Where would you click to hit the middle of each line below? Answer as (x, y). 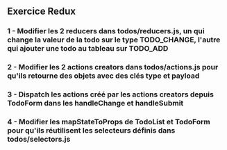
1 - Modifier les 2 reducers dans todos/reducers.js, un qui (106, 31)
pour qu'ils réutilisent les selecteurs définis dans (91, 131)
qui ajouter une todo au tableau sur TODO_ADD (88, 49)
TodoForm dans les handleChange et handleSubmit (95, 103)
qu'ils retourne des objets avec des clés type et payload (103, 76)
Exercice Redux (42, 11)
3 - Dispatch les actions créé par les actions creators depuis (110, 94)
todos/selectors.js (39, 140)
